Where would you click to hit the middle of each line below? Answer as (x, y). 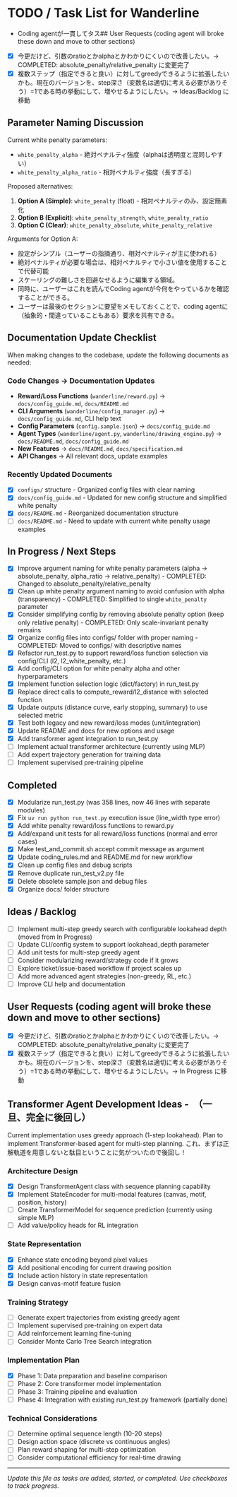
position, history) (42, 1202)
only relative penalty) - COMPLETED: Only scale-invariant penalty (113, 622)
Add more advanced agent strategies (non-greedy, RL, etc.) (104, 976)
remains (29, 629)
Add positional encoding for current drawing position (94, 1267)
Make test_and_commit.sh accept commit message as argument (111, 849)
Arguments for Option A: (43, 239)
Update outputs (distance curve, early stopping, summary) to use (113, 707)
